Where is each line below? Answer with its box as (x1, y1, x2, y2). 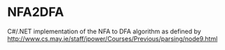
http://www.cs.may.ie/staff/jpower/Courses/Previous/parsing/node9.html (7, 34, 218, 42)
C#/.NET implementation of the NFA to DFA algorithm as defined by (7, 27, 201, 35)
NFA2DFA (7, 4, 64, 20)
